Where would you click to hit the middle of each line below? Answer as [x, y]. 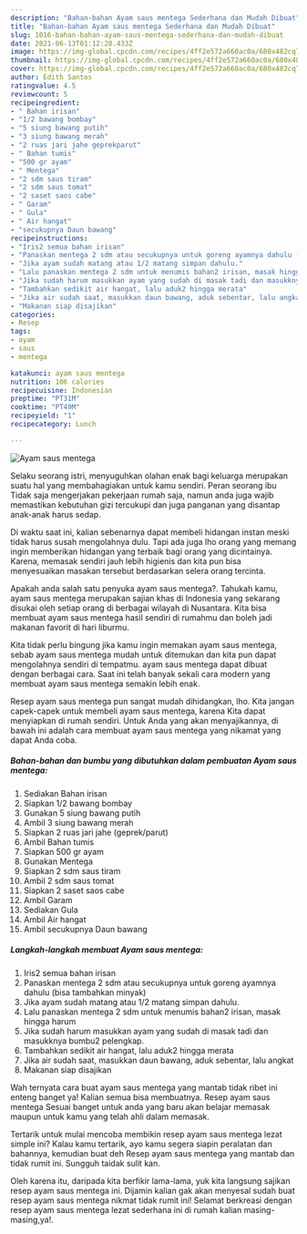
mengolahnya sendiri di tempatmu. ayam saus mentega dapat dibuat [139, 664]
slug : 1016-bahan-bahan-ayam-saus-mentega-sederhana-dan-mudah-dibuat [147, 35]
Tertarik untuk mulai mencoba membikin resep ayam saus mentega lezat [147, 1134]
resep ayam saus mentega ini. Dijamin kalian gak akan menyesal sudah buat [153, 1190]
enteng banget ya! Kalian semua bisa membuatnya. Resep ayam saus [140, 1097]
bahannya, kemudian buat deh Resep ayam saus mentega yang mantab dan [153, 1153]
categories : [33, 314]
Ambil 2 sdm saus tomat [69, 880]
